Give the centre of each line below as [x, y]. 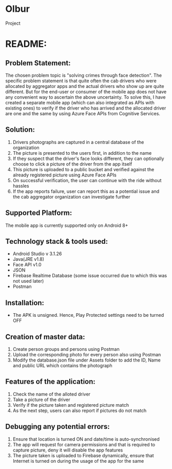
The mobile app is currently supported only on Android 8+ [67, 225]
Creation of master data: [45, 337]
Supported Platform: [39, 213]
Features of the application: [51, 382]
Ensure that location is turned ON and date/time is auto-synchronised [86, 439]
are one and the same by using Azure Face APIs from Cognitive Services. [83, 113]
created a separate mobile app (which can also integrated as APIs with [80, 102]
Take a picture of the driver [41, 400]
